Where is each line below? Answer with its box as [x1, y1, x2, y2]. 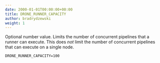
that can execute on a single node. [5, 44, 74, 50]
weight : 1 [5, 20, 25, 26]
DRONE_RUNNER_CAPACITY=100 [5, 54, 60, 59]
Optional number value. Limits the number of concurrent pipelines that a [5, 34, 150, 40]
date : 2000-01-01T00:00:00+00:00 [5, 7, 73, 12]
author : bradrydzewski [5, 16, 51, 21]
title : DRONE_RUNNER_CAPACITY [5, 12, 67, 16]
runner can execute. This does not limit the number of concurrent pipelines [5, 39, 156, 45]
